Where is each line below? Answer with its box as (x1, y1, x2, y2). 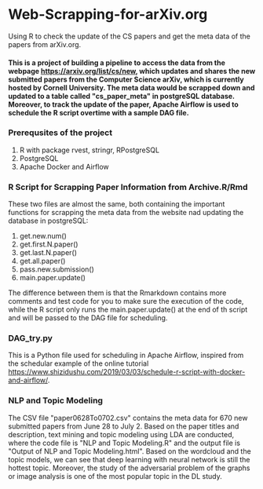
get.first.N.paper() (19, 239, 79, 249)
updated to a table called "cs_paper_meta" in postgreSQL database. (8, 91, 236, 100)
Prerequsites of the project (8, 127, 112, 138)
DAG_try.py (8, 333, 53, 344)
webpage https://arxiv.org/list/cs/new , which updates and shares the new (8, 66, 256, 75)
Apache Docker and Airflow (19, 162, 110, 171)
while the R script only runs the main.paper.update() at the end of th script (8, 305, 248, 315)
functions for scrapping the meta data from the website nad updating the (8, 208, 244, 217)
